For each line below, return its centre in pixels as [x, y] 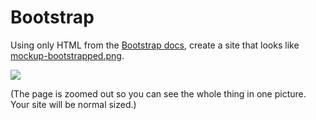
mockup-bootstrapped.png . [67, 55]
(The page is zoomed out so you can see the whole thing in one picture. [158, 93]
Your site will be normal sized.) [73, 104]
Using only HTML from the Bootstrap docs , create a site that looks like [155, 45]
